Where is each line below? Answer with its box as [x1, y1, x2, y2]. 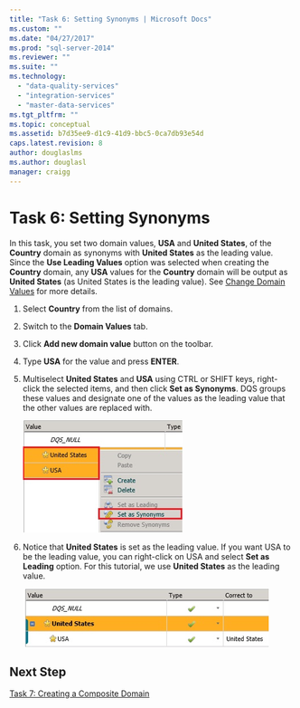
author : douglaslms [9, 148, 83, 158]
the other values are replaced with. [22, 402, 153, 413]
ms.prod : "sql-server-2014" [9, 43, 116, 53]
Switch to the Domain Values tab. [22, 321, 148, 331]
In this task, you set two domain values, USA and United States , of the [9, 237, 272, 248]
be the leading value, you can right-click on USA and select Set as [22, 550, 270, 561]
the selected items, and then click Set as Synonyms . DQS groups [42, 383, 286, 394]
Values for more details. [9, 285, 98, 296]
